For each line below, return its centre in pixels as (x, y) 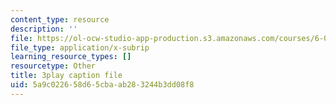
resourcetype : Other (53, 66)
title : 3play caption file (66, 76)
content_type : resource (60, 19)
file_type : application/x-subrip (80, 47)
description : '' (44, 29)
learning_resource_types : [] (71, 57)
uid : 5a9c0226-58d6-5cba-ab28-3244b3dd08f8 (102, 85)
